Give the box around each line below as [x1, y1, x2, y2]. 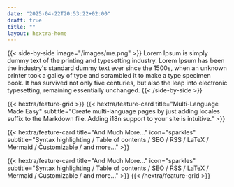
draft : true [7, 17, 42, 24]
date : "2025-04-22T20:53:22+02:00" [7, 10, 111, 18]
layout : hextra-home [7, 29, 68, 37]
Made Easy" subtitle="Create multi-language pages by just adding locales [7, 107, 220, 116]
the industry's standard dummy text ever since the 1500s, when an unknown [7, 64, 227, 72]
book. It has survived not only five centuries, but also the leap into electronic [7, 78, 228, 88]
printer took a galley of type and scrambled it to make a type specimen [7, 71, 211, 80]
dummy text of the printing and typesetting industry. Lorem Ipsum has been [7, 57, 225, 65]
